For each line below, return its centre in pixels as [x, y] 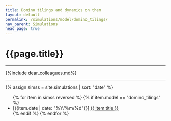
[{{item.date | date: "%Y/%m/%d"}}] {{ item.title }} [65, 108]
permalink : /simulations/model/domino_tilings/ [57, 19]
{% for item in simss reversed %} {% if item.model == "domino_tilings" [87, 98]
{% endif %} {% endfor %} [41, 114]
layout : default [22, 15]
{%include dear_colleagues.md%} [41, 73]
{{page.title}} [34, 54]
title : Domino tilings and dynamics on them [53, 10]
